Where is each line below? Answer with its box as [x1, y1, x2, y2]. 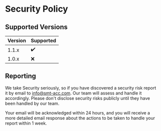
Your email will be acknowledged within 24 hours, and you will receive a [5, 110, 150, 115]
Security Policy [5, 3, 69, 15]
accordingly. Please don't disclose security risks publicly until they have [5, 95, 150, 101]
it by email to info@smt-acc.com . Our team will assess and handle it [5, 90, 142, 96]
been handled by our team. [5, 100, 60, 106]
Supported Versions [5, 23, 68, 31]
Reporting [5, 72, 36, 80]
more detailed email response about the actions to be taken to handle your [5, 115, 155, 121]
